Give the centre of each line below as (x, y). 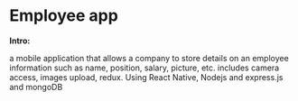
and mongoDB (36, 87)
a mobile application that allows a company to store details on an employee (149, 58)
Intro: (20, 41)
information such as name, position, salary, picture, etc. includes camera (144, 68)
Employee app (64, 16)
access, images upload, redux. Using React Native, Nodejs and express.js (146, 77)
